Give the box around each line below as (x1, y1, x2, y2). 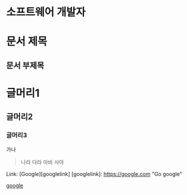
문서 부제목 (6, 60, 45, 70)
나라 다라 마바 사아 (20, 158, 64, 165)
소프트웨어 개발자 (6, 5, 86, 19)
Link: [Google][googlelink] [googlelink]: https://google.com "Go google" (6, 170, 183, 177)
